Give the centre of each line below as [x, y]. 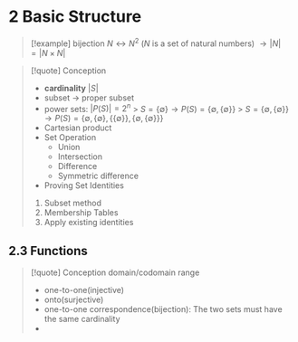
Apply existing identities [89, 223]
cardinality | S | [71, 88]
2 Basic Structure [75, 17]
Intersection [80, 157]
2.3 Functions [48, 251]
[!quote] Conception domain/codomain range [115, 272]
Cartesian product [78, 128]
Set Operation [70, 138]
